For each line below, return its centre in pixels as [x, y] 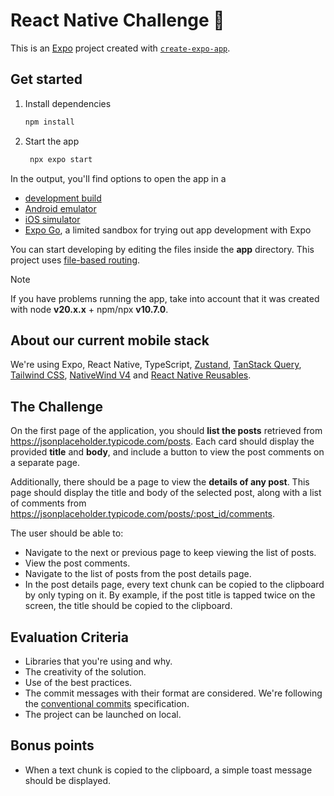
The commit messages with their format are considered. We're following [173, 693]
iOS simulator [52, 219]
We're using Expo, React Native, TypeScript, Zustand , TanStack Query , [156, 365]
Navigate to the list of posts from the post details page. [138, 574]
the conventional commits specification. [107, 703]
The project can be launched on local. [103, 714]
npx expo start [61, 159]
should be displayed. [68, 780]
